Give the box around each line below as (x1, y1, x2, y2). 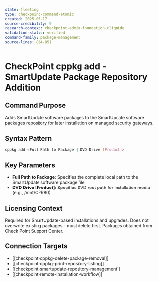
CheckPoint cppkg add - (5, 60, 107, 72)
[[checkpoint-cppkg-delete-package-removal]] (12, 255, 109, 261)
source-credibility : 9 (5, 21, 52, 26)
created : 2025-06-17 (5, 16, 48, 21)
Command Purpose (5, 101, 66, 110)
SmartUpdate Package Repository (5, 71, 148, 82)
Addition (5, 82, 41, 93)
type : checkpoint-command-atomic (5, 12, 74, 17)
